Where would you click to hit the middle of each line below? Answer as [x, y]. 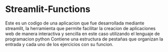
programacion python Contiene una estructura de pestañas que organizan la [84, 39]
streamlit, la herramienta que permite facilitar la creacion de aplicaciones [80, 28]
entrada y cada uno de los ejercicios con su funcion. [59, 44]
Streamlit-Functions [48, 9]
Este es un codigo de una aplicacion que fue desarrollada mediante [75, 23]
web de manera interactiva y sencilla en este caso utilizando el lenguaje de [82, 33]
